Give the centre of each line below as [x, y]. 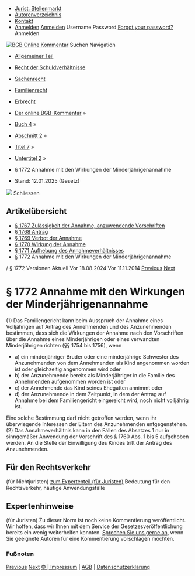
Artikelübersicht [36, 211]
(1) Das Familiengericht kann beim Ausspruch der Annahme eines [85, 320]
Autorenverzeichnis [38, 15]
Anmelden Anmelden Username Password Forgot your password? [94, 27]
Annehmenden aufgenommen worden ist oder [70, 381]
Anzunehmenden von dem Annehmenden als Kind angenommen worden [102, 363]
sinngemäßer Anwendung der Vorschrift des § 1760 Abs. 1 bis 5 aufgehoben [97, 437]
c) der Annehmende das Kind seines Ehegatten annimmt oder [88, 388]
